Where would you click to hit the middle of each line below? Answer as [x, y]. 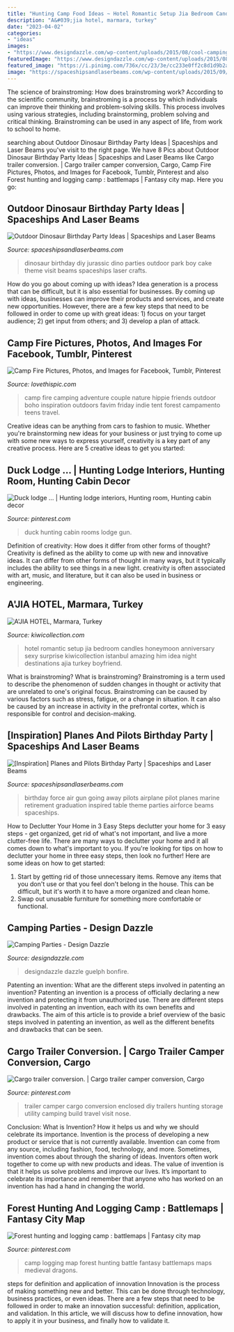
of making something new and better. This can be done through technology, [116, 1291]
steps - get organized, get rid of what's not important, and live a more [107, 833]
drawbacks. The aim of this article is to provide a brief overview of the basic [116, 1015]
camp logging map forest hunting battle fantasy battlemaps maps [118, 1263]
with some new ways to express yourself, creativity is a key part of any [109, 441]
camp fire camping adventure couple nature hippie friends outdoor [120, 398]
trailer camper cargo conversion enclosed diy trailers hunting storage [124, 1106]
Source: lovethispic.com [42, 385]
